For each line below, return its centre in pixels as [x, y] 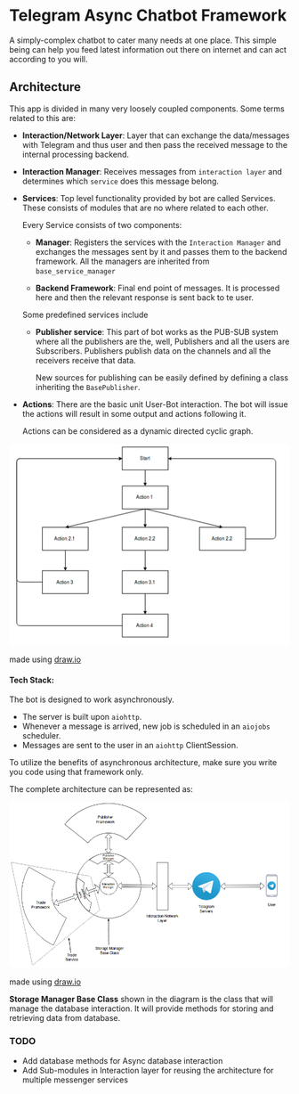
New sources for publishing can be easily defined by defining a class [162, 377]
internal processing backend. [76, 154]
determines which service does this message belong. [121, 181]
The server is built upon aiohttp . [82, 717]
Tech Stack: [32, 680]
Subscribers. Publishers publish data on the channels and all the [153, 351]
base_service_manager [75, 271]
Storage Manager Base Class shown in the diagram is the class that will [141, 1000]
